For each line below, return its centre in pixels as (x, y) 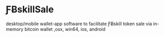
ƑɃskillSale (30, 10)
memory (15, 29)
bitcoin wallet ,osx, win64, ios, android (65, 29)
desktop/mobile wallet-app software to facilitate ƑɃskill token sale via (79, 24)
